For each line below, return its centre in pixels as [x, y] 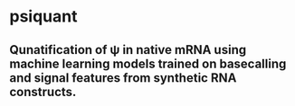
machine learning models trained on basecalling [148, 63]
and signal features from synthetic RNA [123, 78]
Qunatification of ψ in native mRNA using [128, 50]
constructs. [43, 92]
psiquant [43, 17]
